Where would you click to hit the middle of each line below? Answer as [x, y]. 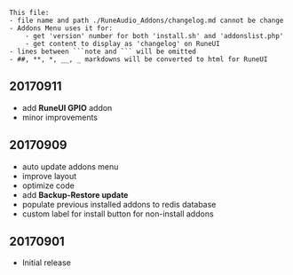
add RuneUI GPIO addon [67, 107]
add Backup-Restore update [75, 194]
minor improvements [59, 117]
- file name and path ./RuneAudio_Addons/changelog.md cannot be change [146, 20]
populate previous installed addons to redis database [119, 204]
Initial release [46, 263]
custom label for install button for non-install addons [118, 214]
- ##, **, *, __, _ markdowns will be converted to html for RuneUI [139, 59]
